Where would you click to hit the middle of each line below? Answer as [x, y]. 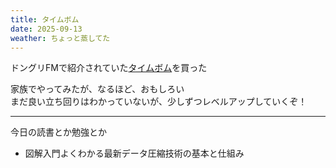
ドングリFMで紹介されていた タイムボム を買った [109, 68]
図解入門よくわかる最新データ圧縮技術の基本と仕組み [134, 153]
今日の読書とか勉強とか [58, 132]
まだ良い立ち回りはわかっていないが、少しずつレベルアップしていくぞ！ [159, 102]
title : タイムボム [45, 19]
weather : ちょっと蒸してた [60, 38]
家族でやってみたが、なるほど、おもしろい [97, 89]
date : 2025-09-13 [46, 29]
